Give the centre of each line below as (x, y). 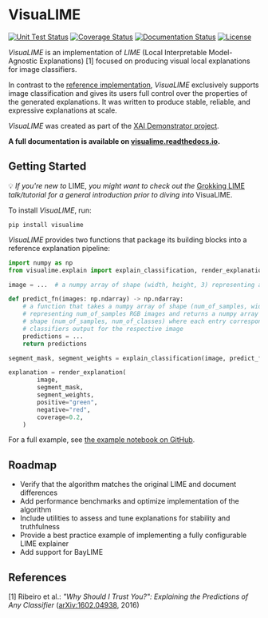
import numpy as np (41, 263)
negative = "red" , (64, 409)
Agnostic (23, 61)
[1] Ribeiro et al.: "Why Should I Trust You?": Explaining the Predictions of (128, 596)
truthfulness (39, 527)
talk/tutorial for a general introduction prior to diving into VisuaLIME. (120, 194)
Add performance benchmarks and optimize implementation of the (129, 501)
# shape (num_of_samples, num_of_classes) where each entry (124, 321)
